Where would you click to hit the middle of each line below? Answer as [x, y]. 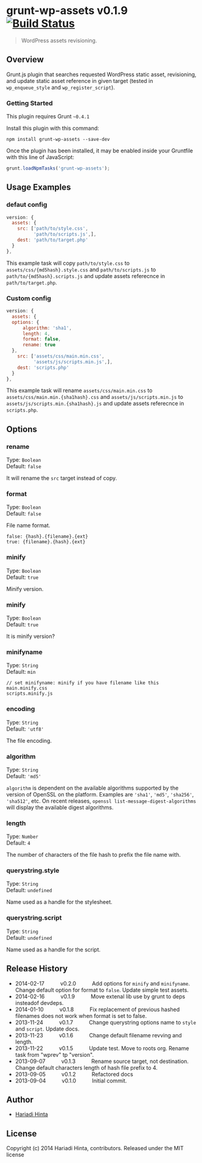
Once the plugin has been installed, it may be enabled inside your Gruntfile [100, 151]
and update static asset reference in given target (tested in [80, 81]
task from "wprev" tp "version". [54, 1054]
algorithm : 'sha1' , [47, 328]
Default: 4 [18, 843]
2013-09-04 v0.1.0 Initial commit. [71, 1081]
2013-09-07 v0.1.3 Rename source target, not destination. [102, 1061]
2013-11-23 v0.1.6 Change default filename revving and [99, 1035]
